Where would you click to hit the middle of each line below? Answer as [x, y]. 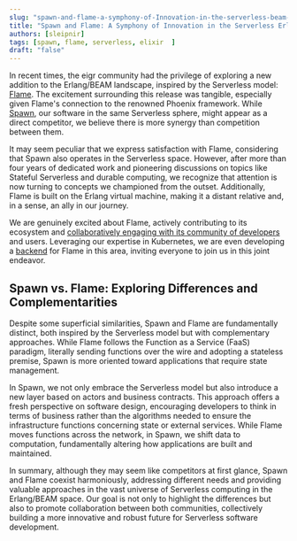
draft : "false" [37, 50]
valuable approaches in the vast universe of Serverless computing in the [141, 489]
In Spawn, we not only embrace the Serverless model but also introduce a [144, 387]
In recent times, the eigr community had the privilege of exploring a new [141, 75]
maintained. [30, 453]
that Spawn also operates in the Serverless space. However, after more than [148, 158]
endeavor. [27, 260]
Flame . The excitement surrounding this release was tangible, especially [141, 95]
